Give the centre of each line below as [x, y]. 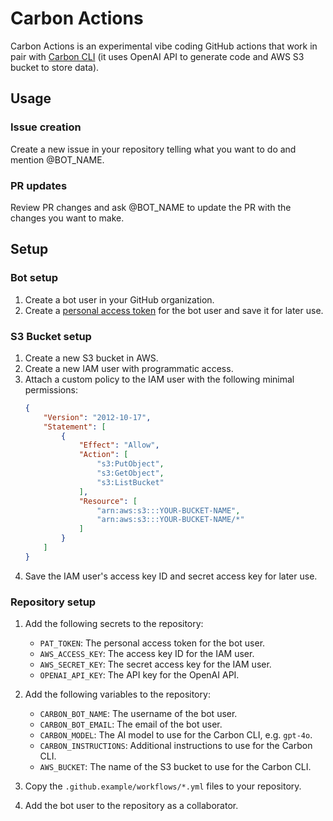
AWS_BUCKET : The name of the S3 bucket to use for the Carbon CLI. [175, 767]
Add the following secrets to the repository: [114, 624]
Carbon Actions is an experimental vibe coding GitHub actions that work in [164, 46]
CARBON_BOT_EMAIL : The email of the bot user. [131, 724]
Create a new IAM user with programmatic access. [129, 368]
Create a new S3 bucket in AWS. [91, 358]
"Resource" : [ [108, 501]
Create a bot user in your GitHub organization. [119, 299]
